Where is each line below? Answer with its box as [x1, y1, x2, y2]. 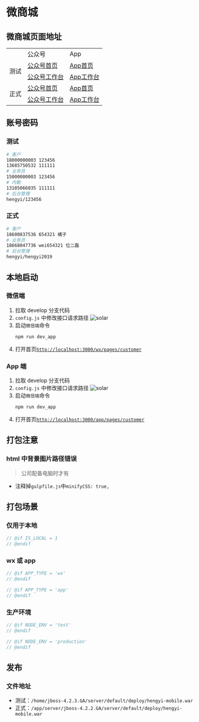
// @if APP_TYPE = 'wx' [6, 570, 66, 577]
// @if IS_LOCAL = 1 [6, 535, 58, 541]
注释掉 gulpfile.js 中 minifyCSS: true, [14, 482, 110, 490]
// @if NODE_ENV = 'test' [6, 622, 71, 628]
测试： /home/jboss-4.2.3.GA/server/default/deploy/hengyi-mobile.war [14, 697, 194, 704]
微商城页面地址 [6, 31, 62, 42]
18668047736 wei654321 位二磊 [6, 243, 80, 249]
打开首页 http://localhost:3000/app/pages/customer [14, 415, 145, 423]
